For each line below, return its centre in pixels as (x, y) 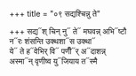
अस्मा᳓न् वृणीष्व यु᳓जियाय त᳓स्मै (53, 61)
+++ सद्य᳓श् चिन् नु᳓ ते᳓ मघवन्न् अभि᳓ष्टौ (68, 31)
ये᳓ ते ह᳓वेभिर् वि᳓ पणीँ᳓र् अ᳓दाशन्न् (58, 51)
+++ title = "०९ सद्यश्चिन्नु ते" (55, 14)
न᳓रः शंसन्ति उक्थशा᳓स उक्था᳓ (52, 41)
